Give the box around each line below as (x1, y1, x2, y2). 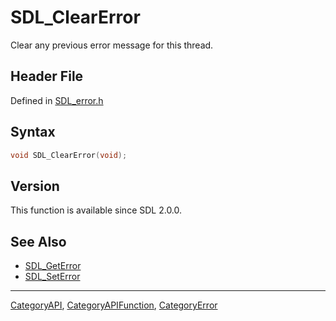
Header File (10, 68, 84, 85)
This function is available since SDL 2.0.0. (10, 204, 183, 216)
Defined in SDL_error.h (10, 94, 104, 106)
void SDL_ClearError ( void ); (10, 150, 128, 160)
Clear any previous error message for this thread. (10, 39, 214, 51)
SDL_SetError (24, 271, 81, 283)
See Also (10, 233, 67, 250)
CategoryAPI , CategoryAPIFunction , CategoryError (10, 299, 218, 311)
